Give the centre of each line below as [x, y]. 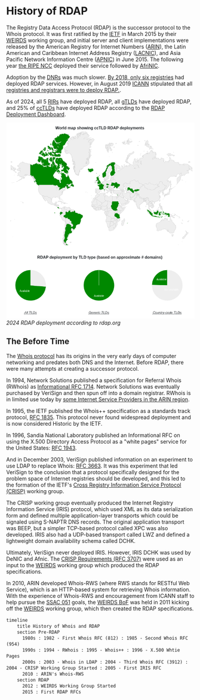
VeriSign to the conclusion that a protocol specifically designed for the [93, 472]
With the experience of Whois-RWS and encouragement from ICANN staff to [100, 595]
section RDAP [33, 680]
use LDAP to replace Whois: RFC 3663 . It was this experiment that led [92, 466]
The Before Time [38, 342]
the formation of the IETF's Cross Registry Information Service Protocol [94, 485]
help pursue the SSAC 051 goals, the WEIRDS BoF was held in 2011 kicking [98, 602]
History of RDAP [47, 11]
